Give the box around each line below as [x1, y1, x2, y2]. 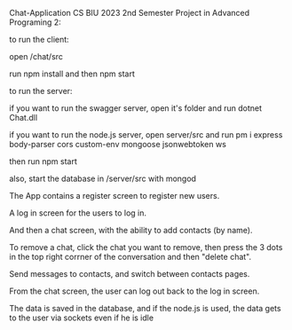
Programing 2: [9, 17, 62, 27]
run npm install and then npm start [9, 68, 135, 79]
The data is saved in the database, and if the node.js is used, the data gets [9, 303, 281, 313]
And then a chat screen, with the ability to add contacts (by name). [9, 225, 253, 235]
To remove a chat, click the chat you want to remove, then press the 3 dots [9, 242, 283, 252]
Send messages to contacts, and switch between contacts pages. [9, 269, 250, 279]
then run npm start [9, 156, 78, 167]
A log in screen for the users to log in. [9, 208, 147, 218]
